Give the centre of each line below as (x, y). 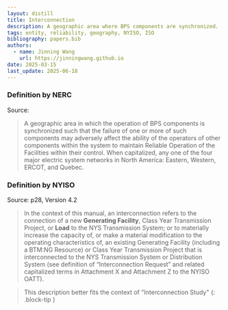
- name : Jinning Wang (44, 52)
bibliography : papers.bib (44, 39)
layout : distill (30, 13)
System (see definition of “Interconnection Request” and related (114, 265)
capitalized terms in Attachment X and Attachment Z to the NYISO (117, 272)
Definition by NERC (39, 95)
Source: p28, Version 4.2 (42, 200)
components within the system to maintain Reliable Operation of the (119, 145)
